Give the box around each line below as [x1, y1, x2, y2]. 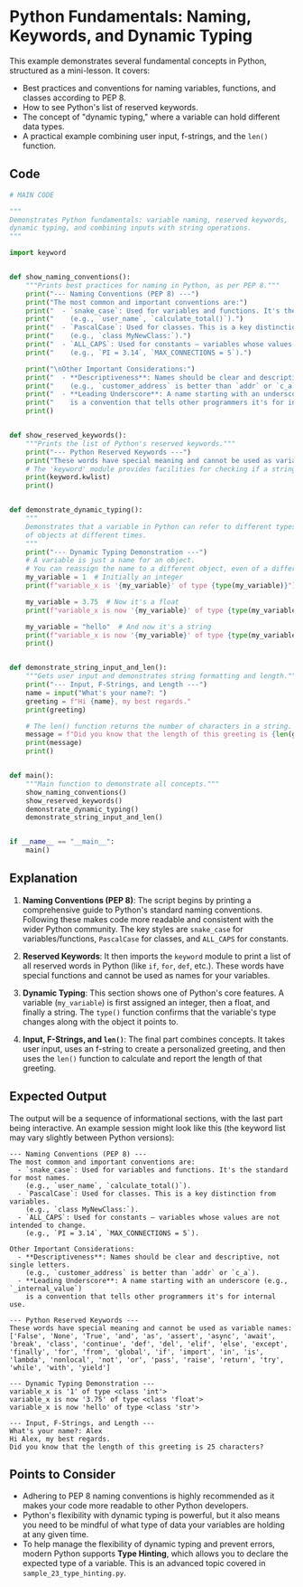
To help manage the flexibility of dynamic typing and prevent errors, [22, 1539, 275, 1550]
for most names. [9, 1173, 70, 1182]
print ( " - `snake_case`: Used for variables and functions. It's [25, 306, 280, 316]
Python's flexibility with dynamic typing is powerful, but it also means [22, 1510, 280, 1521]
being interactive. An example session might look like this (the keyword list [9, 1122, 286, 1133]
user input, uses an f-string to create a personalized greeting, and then [22, 1043, 286, 1054]
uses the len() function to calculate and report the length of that [22, 1053, 262, 1063]
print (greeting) [25, 705, 87, 714]
